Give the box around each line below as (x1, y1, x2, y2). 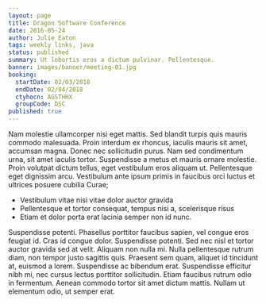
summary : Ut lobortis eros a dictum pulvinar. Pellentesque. (8, 56, 215, 64)
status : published (8, 48, 69, 56)
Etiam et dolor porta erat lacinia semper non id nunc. (19, 212, 192, 221)
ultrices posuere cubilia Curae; (8, 180, 109, 189)
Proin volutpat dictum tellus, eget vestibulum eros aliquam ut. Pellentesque (8, 164, 253, 172)
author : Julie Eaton (8, 33, 77, 42)
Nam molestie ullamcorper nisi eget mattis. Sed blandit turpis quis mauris (8, 129, 248, 139)
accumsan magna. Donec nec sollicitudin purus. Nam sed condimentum (8, 146, 244, 156)
